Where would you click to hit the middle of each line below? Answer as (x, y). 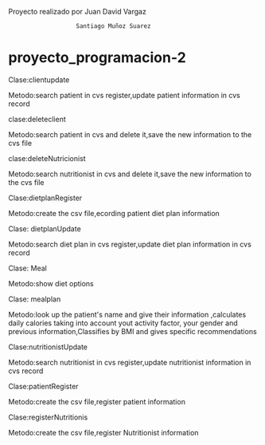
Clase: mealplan (35, 299)
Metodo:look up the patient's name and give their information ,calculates (127, 314)
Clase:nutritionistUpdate (48, 347)
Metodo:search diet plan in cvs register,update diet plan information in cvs (130, 244)
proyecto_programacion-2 (97, 58)
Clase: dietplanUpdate (45, 228)
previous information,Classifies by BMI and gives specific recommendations (132, 331)
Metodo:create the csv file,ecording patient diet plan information (114, 213)
